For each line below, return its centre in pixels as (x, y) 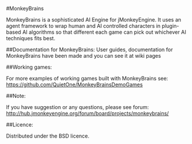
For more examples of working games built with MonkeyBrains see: (87, 78)
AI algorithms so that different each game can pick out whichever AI (104, 32)
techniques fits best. (31, 38)
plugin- (171, 26)
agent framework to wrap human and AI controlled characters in (83, 26)
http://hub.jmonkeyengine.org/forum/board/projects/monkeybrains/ (88, 113)
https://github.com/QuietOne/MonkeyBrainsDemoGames (75, 85)
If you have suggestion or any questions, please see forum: (78, 107)
